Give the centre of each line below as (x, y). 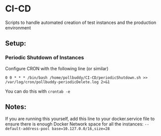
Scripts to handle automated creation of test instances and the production (81, 22)
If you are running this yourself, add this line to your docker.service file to (80, 119)
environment (18, 27)
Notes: (16, 107)
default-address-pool (28, 129)
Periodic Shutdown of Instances (45, 58)
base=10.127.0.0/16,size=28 (81, 129)
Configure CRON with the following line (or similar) (57, 68)
